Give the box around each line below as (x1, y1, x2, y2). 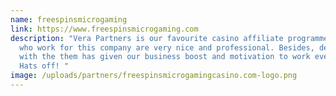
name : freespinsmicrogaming (10, 14, 128, 25)
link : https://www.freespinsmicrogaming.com (10, 24, 199, 34)
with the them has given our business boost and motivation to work (19, 52, 311, 62)
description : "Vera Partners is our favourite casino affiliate (10, 33, 284, 43)
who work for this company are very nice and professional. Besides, (19, 42, 315, 53)
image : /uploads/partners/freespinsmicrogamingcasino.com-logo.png (10, 71, 298, 81)
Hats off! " (19, 61, 70, 71)
